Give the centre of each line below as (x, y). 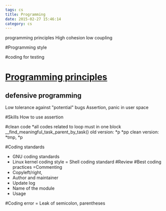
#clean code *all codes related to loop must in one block (63, 127)
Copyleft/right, (27, 173)
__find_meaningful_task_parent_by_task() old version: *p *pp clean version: (82, 132)
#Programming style (26, 47)
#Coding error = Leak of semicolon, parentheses (55, 203)
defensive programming (43, 95)
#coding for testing (25, 57)
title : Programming (25, 14)
